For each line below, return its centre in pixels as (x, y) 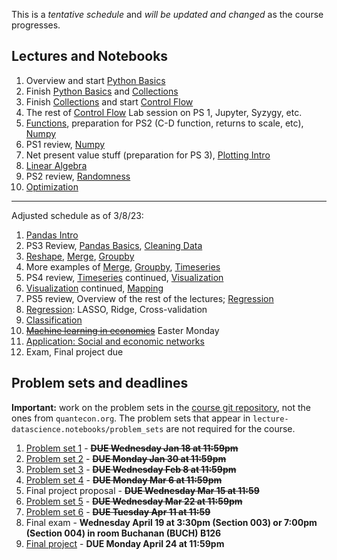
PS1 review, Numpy (65, 144)
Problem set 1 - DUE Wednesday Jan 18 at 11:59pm (132, 448)
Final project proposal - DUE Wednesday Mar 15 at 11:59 (142, 490)
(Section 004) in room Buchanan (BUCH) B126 (123, 533)
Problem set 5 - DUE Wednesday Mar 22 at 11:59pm (134, 501)
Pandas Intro (52, 235)
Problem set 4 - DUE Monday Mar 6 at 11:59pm (124, 480)
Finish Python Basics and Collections (102, 91)
